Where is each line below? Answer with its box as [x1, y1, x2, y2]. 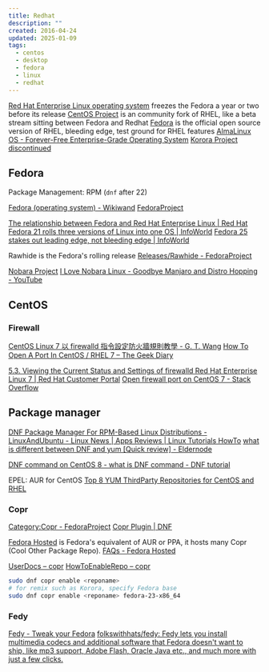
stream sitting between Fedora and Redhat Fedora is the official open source [8, 118, 261, 127]
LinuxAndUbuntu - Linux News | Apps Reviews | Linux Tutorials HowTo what [8, 435, 260, 445]
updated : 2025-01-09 [8, 34, 78, 42]
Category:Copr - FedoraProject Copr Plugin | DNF [8, 522, 172, 532]
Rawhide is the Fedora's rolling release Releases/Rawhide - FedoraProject [8, 251, 252, 261]
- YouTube [8, 275, 42, 285]
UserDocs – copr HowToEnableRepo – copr [8, 562, 151, 571]
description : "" [8, 19, 62, 27]
